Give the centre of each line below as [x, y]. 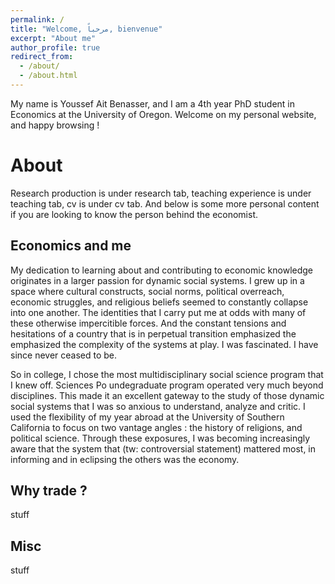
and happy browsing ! [55, 125]
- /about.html [48, 76]
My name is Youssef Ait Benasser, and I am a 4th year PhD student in [152, 103]
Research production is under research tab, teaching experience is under [161, 193]
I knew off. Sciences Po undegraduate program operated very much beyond [167, 385]
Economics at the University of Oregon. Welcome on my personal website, [163, 114]
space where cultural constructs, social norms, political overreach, [147, 291]
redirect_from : [42, 57]
